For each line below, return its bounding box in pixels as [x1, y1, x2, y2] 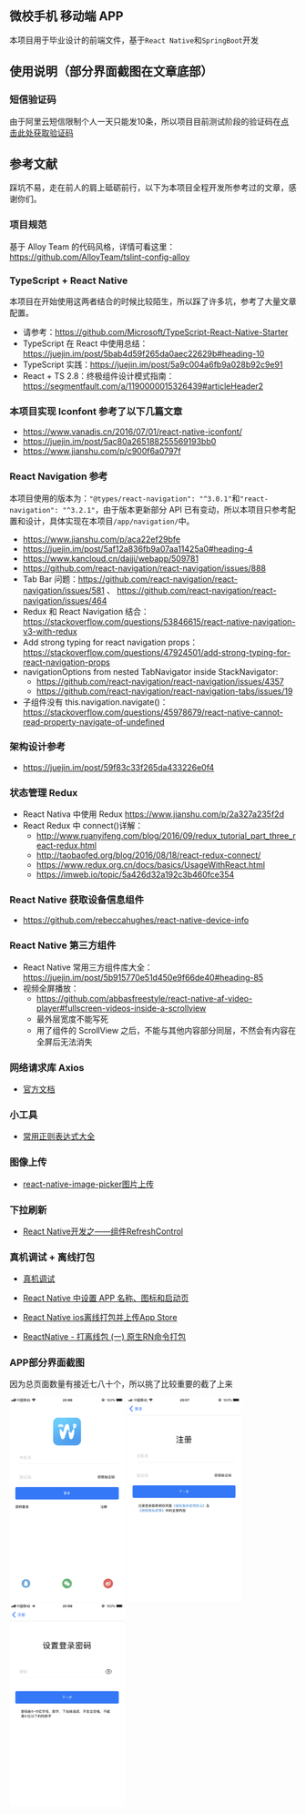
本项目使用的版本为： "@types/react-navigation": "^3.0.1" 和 [9, 493, 240, 504]
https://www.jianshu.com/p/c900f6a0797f [22, 445, 181, 457]
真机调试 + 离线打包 [9, 1250, 96, 1263]
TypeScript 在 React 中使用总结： [22, 338, 148, 349]
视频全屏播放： [22, 983, 79, 994]
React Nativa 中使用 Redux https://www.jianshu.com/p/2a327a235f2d [22, 809, 285, 820]
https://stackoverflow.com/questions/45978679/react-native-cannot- [22, 707, 284, 718]
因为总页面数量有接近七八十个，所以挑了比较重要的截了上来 [9, 1379, 233, 1390]
